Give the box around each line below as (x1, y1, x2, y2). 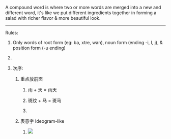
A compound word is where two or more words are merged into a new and (5, 5, 161, 10)
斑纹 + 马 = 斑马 (27, 97, 62, 103)
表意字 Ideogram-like (20, 118, 65, 124)
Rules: (5, 30, 19, 36)
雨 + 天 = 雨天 (27, 87, 57, 93)
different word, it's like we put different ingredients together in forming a (5, 10, 157, 16)
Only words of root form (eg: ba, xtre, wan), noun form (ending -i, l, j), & (12, 40, 163, 45)
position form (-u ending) (12, 45, 66, 51)
